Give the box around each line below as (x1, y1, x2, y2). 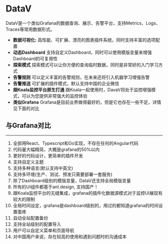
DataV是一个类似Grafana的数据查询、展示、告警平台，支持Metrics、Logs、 (5, 20, 161, 26)
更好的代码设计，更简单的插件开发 (12, 152, 83, 158)
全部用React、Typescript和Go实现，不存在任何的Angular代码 (12, 140, 139, 146)
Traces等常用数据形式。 (5, 26, 55, 32)
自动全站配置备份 (12, 215, 48, 221)
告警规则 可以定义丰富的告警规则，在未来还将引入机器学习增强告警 (12, 74, 150, 80)
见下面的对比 (12, 105, 39, 111)
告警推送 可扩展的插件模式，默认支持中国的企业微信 (12, 80, 119, 86)
